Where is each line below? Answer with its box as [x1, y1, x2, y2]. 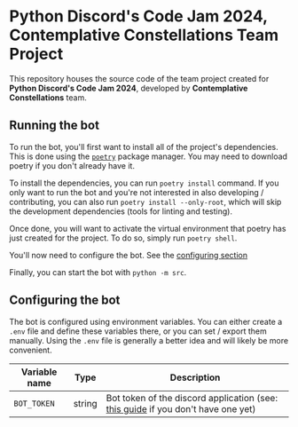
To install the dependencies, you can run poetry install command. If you [9, 178, 279, 188]
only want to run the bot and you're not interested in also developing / [9, 186, 264, 197]
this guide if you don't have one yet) [106, 402, 256, 415]
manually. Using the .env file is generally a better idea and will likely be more [9, 335, 289, 345]
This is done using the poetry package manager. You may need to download [9, 151, 288, 162]
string [73, 397, 98, 409]
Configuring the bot [9, 293, 121, 308]
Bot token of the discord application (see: [106, 391, 278, 404]
